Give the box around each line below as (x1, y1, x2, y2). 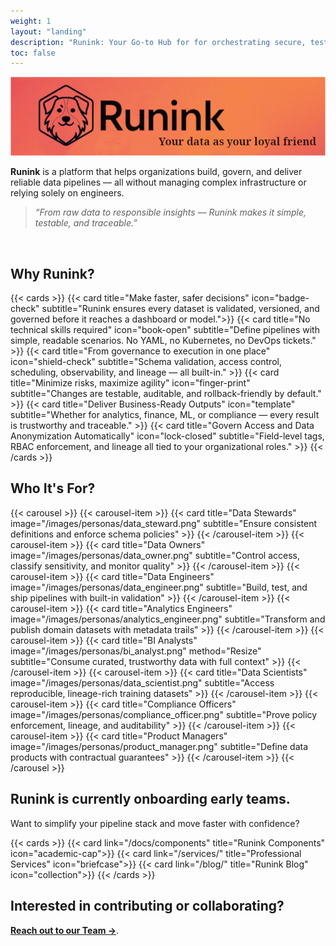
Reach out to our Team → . (10, 924, 120, 936)
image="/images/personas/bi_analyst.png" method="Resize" (10, 645, 262, 657)
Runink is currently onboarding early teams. (10, 791, 291, 808)
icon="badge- (251, 292, 310, 304)
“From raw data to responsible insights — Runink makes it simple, (34, 206, 307, 219)
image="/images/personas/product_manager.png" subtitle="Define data (10, 740, 309, 752)
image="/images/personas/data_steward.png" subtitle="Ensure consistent (10, 517, 317, 529)
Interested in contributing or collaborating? (10, 898, 285, 915)
